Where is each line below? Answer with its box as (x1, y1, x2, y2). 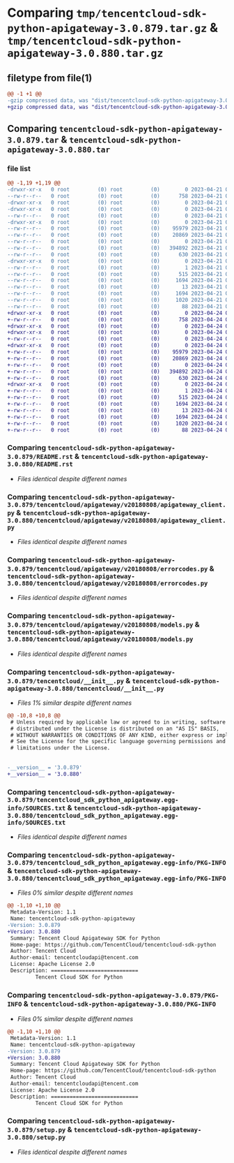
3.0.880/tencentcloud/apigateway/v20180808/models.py (7, 636, 194, 643)
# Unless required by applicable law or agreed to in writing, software (10, 718, 226, 726)
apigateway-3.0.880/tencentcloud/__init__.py (7, 685, 165, 692)
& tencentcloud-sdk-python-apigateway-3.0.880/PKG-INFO (23, 999, 217, 1009)
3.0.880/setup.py (7, 1134, 66, 1141)
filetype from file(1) (7, 72, 93, 84)
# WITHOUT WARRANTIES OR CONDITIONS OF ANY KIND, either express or (10, 731, 214, 738)
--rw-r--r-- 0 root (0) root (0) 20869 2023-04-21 (7, 232, 223, 239)
